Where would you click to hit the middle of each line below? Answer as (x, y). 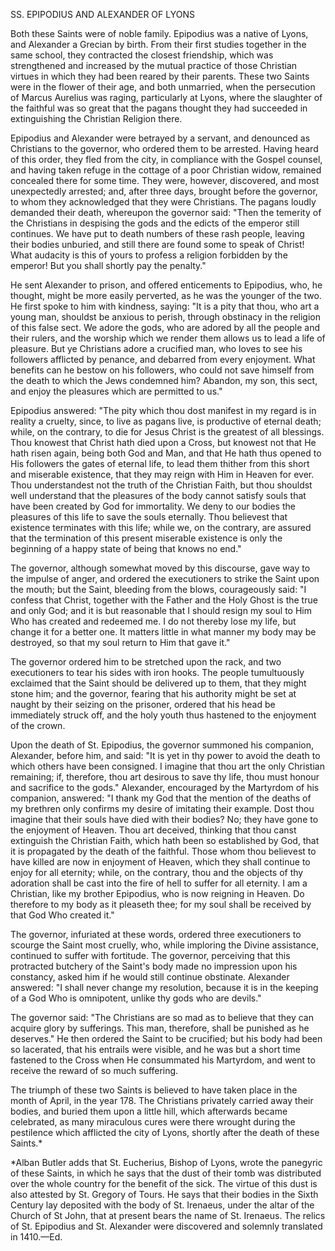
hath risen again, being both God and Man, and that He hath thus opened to (166, 453)
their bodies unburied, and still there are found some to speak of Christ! (157, 244)
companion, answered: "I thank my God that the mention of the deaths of (161, 798)
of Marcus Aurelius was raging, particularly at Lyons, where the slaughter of (166, 97)
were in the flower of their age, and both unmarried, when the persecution (163, 87)
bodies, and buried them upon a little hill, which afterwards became (149, 1111)
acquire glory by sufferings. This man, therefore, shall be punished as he (160, 1028)
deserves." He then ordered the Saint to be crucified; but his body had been (166, 1038)
